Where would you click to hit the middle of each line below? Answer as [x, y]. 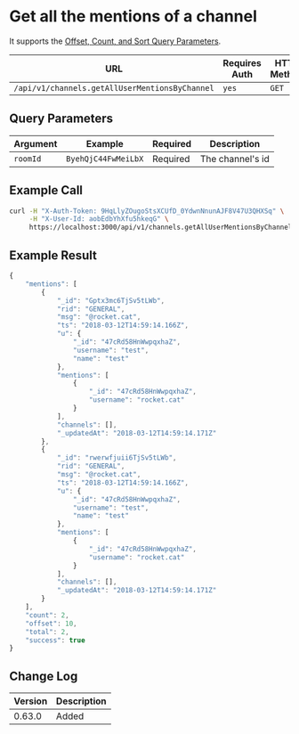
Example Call [46, 190]
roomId [28, 159]
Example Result [53, 255]
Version [31, 701]
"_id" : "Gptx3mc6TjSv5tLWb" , [111, 300]
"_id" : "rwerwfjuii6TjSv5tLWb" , [117, 458]
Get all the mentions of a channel [133, 16]
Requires [242, 62]
